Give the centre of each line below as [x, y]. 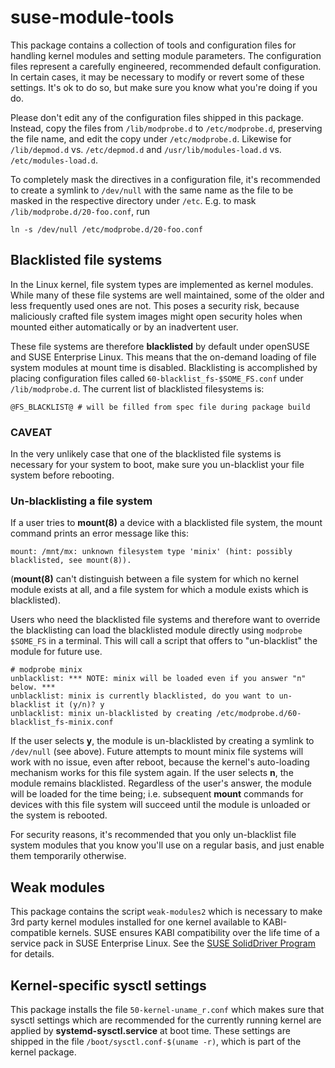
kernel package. [43, 1052]
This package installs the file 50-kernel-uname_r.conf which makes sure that [167, 1009]
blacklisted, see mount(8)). [71, 561]
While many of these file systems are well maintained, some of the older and [167, 295]
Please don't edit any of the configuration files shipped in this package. [157, 117]
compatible [33, 933]
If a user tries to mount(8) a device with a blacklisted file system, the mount [166, 523]
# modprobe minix [46, 670]
